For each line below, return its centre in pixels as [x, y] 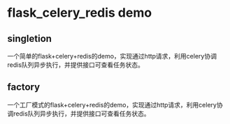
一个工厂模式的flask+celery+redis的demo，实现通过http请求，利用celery [112, 104]
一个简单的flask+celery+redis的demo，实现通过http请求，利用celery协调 [112, 56]
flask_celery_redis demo [80, 13]
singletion [30, 39]
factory [24, 87]
